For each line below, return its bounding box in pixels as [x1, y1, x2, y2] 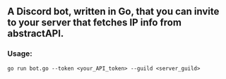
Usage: [7, 49, 33, 59]
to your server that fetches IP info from [7, 17, 182, 29]
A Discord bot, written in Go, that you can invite [7, 6, 220, 18]
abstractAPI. [7, 28, 64, 39]
